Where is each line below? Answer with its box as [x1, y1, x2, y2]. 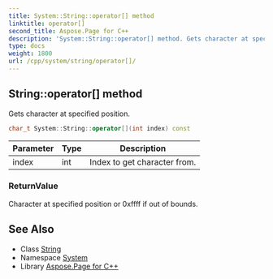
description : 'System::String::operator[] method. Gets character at [8, 34, 249, 43]
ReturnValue [8, 180, 58, 191]
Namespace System [19, 252, 88, 262]
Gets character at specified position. [8, 109, 131, 118]
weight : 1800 [8, 49, 53, 58]
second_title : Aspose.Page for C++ [8, 27, 129, 35]
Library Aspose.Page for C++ [19, 261, 119, 271]
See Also [8, 222, 54, 236]
